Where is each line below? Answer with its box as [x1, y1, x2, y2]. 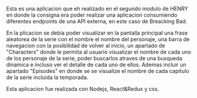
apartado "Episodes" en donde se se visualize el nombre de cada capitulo [6, 68, 189, 74]
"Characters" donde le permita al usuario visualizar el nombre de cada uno [6, 48, 192, 56]
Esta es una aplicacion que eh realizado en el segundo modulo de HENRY [6, 5, 188, 12]
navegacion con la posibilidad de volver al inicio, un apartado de [6, 42, 165, 49]
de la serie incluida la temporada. [6, 74, 89, 81]
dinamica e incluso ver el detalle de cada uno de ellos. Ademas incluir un [6, 61, 187, 68]
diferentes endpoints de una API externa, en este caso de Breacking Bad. [6, 18, 187, 24]
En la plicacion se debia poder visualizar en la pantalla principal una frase [6, 29, 188, 36]
